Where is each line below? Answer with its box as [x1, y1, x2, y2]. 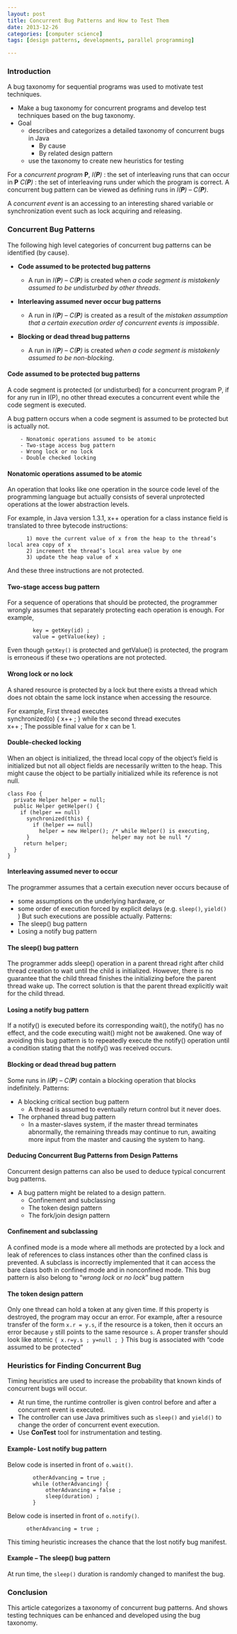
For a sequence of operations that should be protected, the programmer [7, 598, 218, 607]
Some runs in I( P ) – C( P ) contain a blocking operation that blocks [7, 1076, 197, 1084]
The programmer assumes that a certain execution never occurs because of [7, 883, 230, 891]
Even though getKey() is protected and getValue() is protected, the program [7, 646, 229, 654]
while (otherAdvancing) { [33, 1480, 110, 1488]
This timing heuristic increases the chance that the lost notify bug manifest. [7, 1537, 228, 1546]
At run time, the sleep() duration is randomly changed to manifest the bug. [7, 1569, 225, 1578]
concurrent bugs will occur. [7, 1384, 87, 1393]
